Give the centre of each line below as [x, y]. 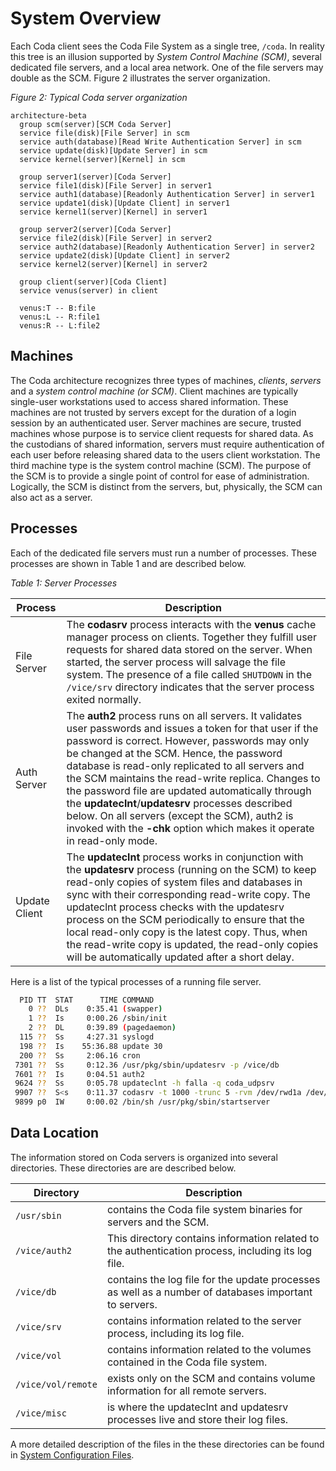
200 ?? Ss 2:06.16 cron [80, 1055]
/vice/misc [41, 1413]
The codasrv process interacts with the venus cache [191, 624]
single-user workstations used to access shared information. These [149, 401]
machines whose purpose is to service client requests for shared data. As [162, 433]
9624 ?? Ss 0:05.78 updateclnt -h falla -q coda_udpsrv [144, 1083]
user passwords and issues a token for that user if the [192, 728]
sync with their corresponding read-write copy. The [188, 894]
